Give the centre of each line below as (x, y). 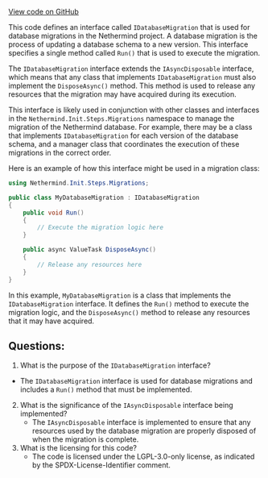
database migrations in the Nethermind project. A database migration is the (133, 36)
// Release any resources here (90, 264)
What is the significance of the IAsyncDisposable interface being (126, 405)
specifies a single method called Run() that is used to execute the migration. (134, 53)
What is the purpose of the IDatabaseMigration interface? (115, 365)
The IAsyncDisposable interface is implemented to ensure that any (141, 422)
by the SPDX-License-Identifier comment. (101, 465)
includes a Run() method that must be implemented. (106, 389)
